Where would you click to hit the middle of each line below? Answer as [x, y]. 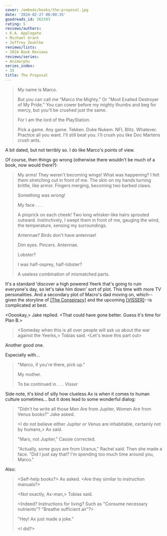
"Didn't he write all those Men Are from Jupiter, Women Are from [84, 409]
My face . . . [30, 205]
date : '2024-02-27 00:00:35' [36, 15]
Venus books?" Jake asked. [46, 414]
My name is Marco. [37, 90]
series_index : [20, 66]
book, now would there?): [32, 165]
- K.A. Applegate [23, 33]
